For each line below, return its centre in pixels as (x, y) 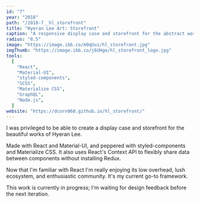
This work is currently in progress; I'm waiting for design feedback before (96, 188)
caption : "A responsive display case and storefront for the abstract (96, 34)
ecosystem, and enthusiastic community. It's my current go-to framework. (97, 176)
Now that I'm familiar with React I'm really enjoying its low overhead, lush (96, 170)
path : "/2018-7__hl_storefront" (46, 23)
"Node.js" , (30, 100)
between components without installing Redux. (64, 159)
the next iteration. (28, 194)
